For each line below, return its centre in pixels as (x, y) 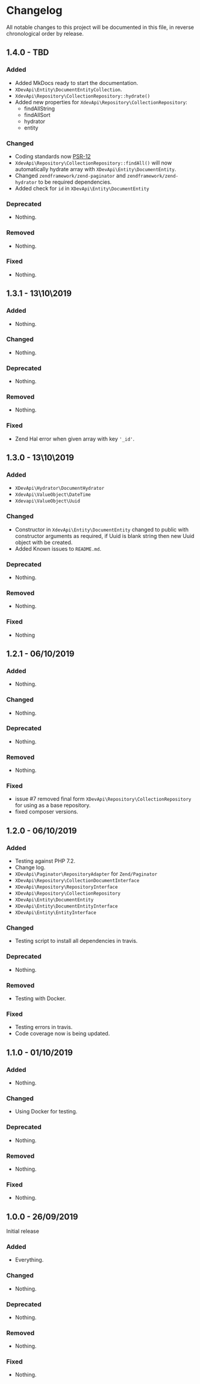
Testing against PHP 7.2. (45, 861)
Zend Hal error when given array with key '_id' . (75, 439)
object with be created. (44, 542)
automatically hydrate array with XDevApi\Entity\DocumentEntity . (95, 169)
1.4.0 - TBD (28, 53)
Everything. (29, 1260)
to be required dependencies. (75, 182)
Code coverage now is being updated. (62, 1033)
